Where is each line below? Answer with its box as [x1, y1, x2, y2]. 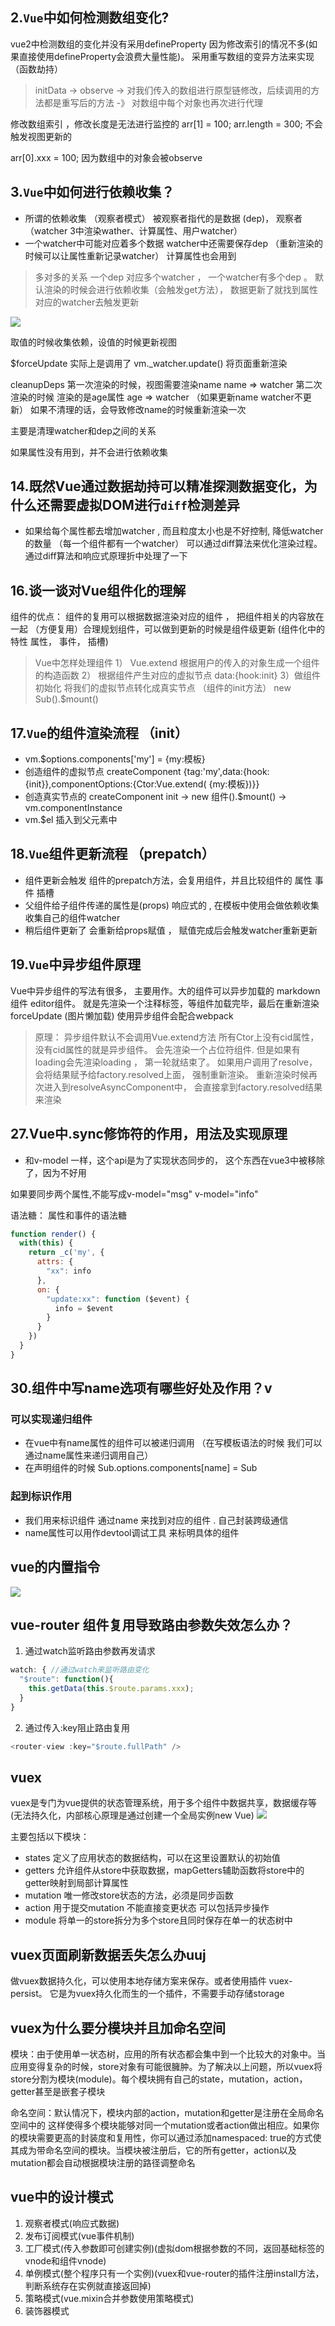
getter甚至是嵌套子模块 [10, 2086, 106, 2098]
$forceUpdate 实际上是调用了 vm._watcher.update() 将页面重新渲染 [10, 357, 288, 369]
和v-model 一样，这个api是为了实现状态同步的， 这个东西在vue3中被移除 [24, 1154, 325, 1166]
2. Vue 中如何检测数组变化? [10, 9, 170, 27]
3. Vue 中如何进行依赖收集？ [10, 184, 175, 201]
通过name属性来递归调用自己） [24, 1449, 154, 1462]
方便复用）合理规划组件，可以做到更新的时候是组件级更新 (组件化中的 [38, 623, 325, 635]
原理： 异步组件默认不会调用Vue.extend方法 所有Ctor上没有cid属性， [34, 1031, 320, 1043]
